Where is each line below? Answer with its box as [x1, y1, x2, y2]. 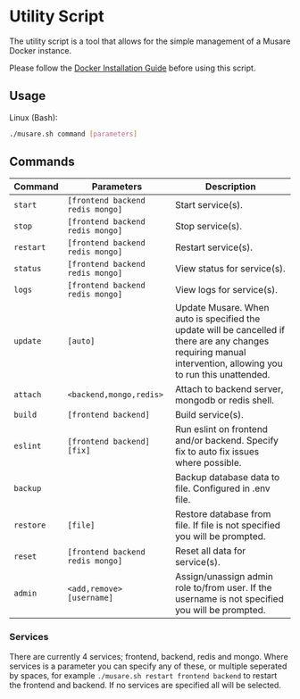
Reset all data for [175, 545, 246, 557]
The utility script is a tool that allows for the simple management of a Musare [9, 36, 291, 46]
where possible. [175, 457, 242, 470]
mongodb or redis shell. [175, 395, 275, 407]
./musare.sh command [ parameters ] [9, 129, 138, 138]
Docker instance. [9, 45, 72, 55]
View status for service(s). [175, 262, 286, 275]
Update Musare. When [175, 302, 270, 314]
